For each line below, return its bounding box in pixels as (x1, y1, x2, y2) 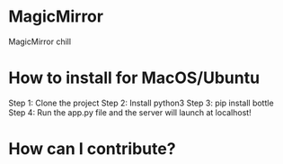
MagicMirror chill (8, 36, 72, 47)
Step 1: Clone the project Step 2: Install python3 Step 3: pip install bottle (8, 97, 275, 108)
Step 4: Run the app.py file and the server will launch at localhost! (8, 106, 252, 118)
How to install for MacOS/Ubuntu (8, 68, 261, 88)
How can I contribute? (8, 139, 176, 159)
